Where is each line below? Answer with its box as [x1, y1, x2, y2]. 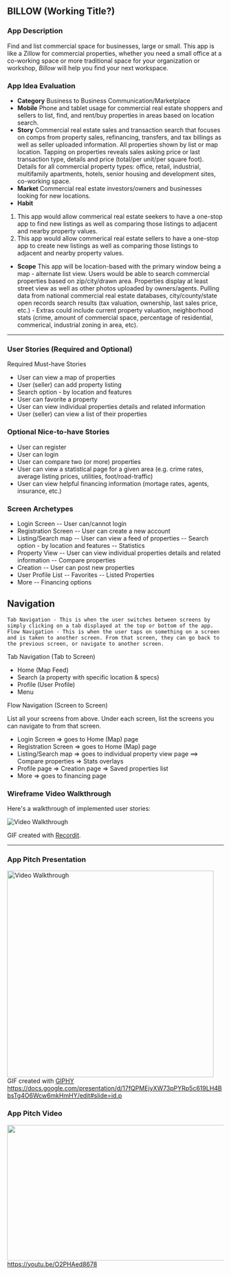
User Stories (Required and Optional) [7, 344, 133, 354]
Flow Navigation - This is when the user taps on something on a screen [7, 628, 220, 635]
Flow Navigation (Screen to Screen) [7, 701, 108, 709]
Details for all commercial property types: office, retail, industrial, [16, 162, 201, 171]
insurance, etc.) [16, 487, 62, 495]
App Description [7, 26, 63, 36]
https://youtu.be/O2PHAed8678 [7, 1260, 98, 1268]
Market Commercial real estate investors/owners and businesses [16, 184, 202, 192]
